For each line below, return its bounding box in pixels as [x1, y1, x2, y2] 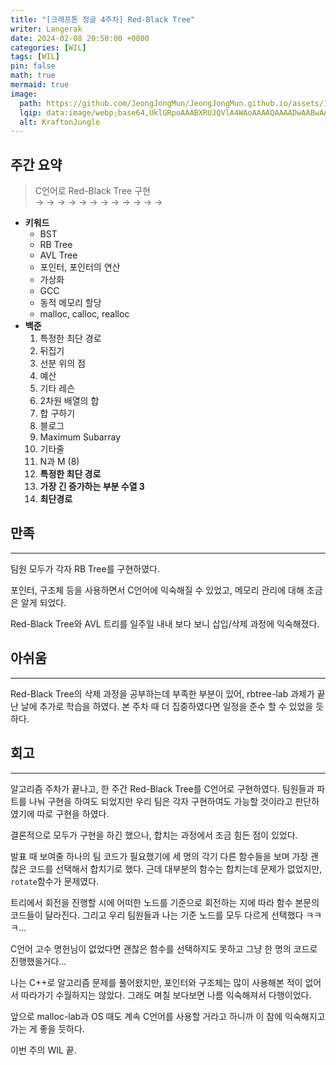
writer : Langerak [10, 24, 83, 34]
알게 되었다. [20, 596, 67, 608]
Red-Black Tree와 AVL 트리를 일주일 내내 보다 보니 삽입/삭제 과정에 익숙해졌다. [10, 617, 320, 630]
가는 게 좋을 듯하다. [10, 1022, 85, 1035]
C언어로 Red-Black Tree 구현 [34, 185, 151, 197]
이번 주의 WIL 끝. [10, 1044, 77, 1056]
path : [19, 98, 43, 108]
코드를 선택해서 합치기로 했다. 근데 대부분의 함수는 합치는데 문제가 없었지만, [28, 862, 323, 875]
